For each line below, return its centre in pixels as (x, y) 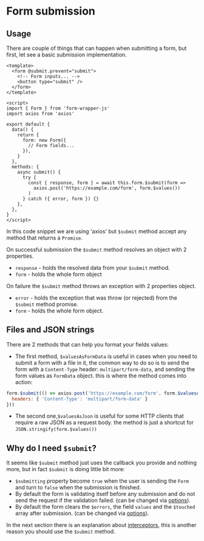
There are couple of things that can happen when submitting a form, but (97, 48)
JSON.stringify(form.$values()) (56, 430)
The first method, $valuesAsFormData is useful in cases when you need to (106, 356)
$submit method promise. (47, 304)
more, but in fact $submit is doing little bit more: (66, 469)
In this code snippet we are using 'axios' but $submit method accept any (97, 231)
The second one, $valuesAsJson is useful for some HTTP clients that (99, 416)
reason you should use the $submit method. (61, 532)
